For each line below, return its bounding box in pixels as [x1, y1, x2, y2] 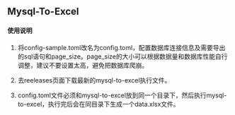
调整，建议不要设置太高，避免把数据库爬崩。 [17, 61, 149, 69]
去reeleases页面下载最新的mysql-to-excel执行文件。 [17, 75, 171, 84]
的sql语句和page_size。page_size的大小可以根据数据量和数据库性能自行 [17, 52, 228, 61]
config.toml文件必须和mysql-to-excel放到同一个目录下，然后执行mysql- [17, 91, 227, 99]
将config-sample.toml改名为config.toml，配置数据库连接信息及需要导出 [17, 43, 226, 52]
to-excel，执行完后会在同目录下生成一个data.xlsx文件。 [17, 99, 180, 108]
